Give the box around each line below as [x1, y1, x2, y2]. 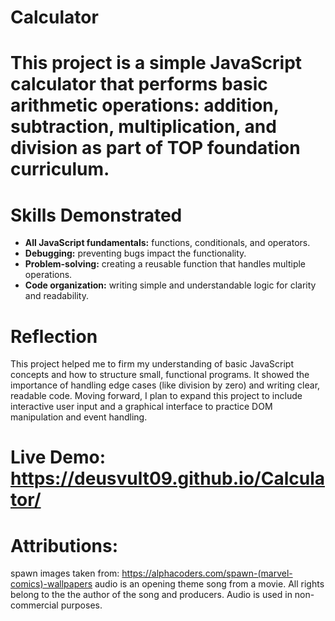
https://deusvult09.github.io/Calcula [10, 467, 325, 490]
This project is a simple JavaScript [10, 52, 303, 75]
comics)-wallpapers [10, 578, 93, 590]
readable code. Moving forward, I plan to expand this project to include [10, 390, 303, 402]
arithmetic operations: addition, [10, 94, 280, 117]
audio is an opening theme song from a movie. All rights [94, 578, 325, 590]
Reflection [10, 325, 98, 348]
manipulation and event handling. [10, 411, 148, 423]
